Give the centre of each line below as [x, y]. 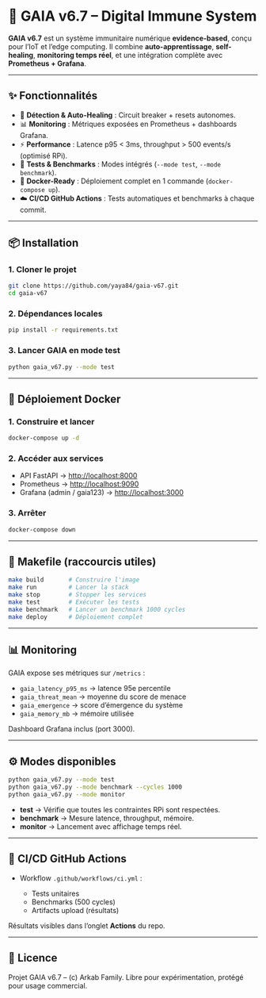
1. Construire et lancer [51, 421]
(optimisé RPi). [44, 155]
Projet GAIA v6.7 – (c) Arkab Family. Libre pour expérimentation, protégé [126, 977]
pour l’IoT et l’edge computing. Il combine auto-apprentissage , [111, 46]
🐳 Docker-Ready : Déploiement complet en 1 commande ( [114, 181]
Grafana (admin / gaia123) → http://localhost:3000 [102, 493]
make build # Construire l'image [74, 580]
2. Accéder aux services [56, 459]
